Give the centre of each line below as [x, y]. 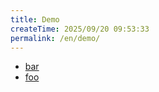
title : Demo [35, 19]
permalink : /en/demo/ [55, 38]
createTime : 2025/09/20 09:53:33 [80, 29]
